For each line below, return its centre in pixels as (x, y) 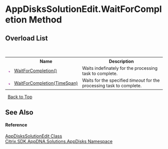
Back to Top (20, 97)
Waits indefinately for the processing (120, 68)
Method (45, 20)
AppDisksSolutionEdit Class (34, 136)
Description (121, 61)
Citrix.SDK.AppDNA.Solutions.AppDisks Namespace (59, 142)
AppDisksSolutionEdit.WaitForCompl (83, 9)
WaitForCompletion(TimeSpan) (46, 83)
